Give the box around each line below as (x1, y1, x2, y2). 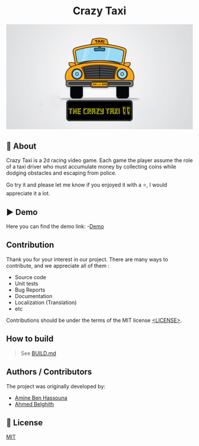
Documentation (14, 292, 53, 299)
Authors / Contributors (6, 367, 92, 377)
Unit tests (14, 280, 38, 287)
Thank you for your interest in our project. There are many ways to (6, 255, 168, 262)
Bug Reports (14, 286, 46, 293)
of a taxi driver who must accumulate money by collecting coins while (6, 163, 176, 170)
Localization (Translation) (14, 299, 77, 306)
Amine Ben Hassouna (14, 394, 68, 401)
